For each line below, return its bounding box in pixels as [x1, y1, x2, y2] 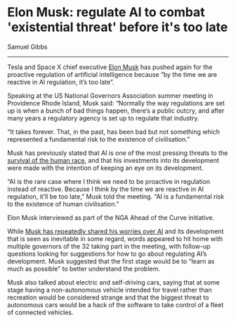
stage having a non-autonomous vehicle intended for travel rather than [7, 285, 212, 294]
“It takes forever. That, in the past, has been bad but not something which [7, 128, 220, 136]
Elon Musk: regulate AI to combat [7, 4, 205, 20]
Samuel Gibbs [7, 42, 48, 51]
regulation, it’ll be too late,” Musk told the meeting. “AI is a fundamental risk [7, 192, 225, 201]
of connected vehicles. [7, 308, 74, 316]
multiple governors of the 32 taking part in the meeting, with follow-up [7, 242, 211, 250]
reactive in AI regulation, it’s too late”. [7, 78, 114, 86]
